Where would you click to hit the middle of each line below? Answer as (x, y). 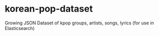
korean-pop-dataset (49, 9)
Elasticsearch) (20, 28)
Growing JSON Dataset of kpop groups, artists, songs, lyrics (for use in (79, 23)
